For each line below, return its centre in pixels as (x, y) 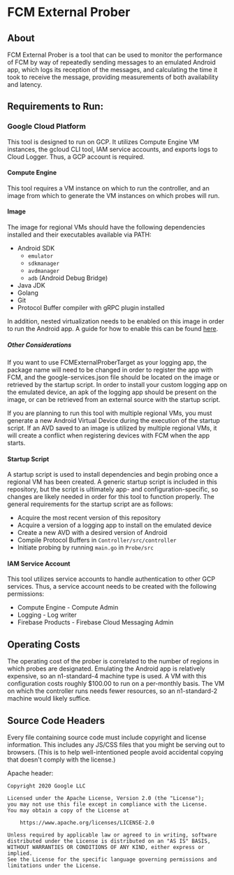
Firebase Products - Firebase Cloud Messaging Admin (95, 622)
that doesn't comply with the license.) (61, 759)
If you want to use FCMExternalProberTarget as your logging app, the (107, 363)
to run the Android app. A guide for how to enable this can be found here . (113, 329)
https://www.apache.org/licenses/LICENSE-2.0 (87, 823)
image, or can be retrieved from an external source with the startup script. (114, 400)
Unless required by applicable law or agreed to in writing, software (112, 835)
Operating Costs (44, 644)
